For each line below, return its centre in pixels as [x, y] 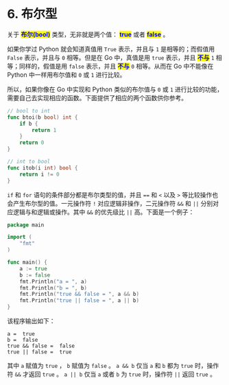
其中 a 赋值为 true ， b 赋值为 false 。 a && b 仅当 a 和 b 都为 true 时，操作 [113, 366]
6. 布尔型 [32, 14]
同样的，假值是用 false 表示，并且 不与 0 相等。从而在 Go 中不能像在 [116, 66]
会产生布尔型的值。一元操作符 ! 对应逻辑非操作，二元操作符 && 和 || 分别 [110, 203]
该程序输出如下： [31, 321]
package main [26, 225]
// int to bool [29, 162]
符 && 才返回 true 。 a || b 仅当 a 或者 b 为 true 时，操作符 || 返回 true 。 [111, 374]
